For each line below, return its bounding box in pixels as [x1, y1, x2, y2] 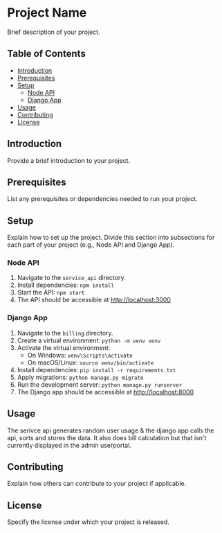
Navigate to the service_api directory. [17, 274, 126, 282]
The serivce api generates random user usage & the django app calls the [7, 426, 214, 435]
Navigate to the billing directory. [17, 329, 113, 337]
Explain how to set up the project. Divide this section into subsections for [7, 234, 215, 242]
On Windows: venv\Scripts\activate [27, 351, 133, 359]
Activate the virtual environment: [17, 343, 111, 351]
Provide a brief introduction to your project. [7, 156, 130, 164]
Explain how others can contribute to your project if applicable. [7, 480, 187, 488]
